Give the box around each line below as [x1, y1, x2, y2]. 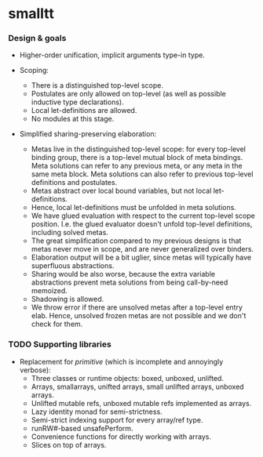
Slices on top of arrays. [31, 440, 107, 449]
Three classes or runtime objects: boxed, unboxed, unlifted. [31, 373, 224, 383]
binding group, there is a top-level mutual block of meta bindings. [31, 153, 243, 162]
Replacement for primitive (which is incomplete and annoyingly [19, 357, 224, 366]
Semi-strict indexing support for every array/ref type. [31, 415, 203, 424]
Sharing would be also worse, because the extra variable [31, 270, 216, 279]
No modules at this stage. [31, 114, 115, 124]
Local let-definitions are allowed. [31, 106, 137, 115]
